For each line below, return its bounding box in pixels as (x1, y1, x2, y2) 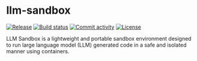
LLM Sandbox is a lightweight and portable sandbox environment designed (6, 35, 192, 42)
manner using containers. (6, 47, 70, 54)
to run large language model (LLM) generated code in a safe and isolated (6, 41, 187, 48)
